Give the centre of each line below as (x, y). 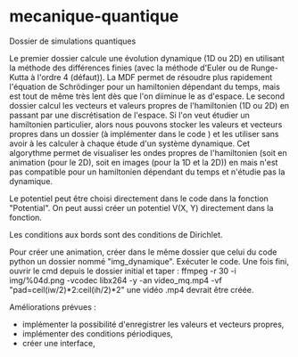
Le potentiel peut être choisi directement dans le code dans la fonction (139, 199)
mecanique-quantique (94, 16)
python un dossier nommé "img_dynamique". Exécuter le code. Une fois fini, (149, 261)
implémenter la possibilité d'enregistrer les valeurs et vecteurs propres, (153, 324)
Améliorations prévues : (53, 307)
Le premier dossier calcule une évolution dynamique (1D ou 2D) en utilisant (147, 58)
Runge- (265, 68)
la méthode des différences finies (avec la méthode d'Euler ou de (129, 68)
